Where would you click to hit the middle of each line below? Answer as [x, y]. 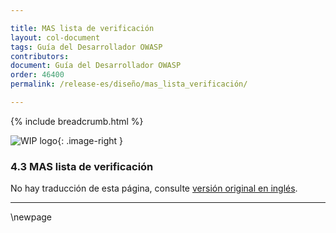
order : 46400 [37, 75]
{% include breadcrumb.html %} [77, 121]
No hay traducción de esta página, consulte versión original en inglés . [154, 188]
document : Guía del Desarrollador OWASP [96, 66]
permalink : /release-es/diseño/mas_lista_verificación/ [129, 84]
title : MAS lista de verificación [82, 28]
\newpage [31, 217]
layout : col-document [55, 37]
